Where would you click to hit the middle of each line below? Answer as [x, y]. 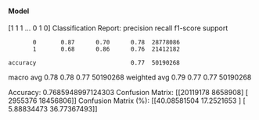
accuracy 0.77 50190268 [94, 63]
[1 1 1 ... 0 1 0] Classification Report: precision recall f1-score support [118, 28]
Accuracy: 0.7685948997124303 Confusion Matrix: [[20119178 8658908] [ [128, 93]
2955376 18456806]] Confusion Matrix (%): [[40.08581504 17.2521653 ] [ [127, 101]
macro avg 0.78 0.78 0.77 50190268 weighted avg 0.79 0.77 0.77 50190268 [130, 77]
